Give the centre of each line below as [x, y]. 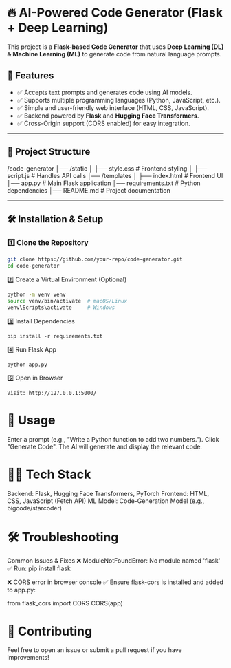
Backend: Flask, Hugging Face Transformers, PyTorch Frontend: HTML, [108, 493]
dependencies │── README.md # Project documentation [89, 190]
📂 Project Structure [49, 152]
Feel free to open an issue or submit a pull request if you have [95, 650]
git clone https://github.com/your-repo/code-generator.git [95, 259]
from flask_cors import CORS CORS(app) [65, 603]
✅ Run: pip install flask [39, 568]
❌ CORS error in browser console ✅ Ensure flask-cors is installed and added [115, 582]
